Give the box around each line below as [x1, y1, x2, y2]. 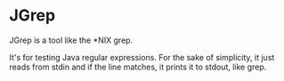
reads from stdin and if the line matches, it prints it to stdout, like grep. [9, 61, 267, 72]
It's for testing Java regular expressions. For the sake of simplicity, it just [9, 52, 275, 62]
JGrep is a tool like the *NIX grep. [9, 35, 134, 45]
